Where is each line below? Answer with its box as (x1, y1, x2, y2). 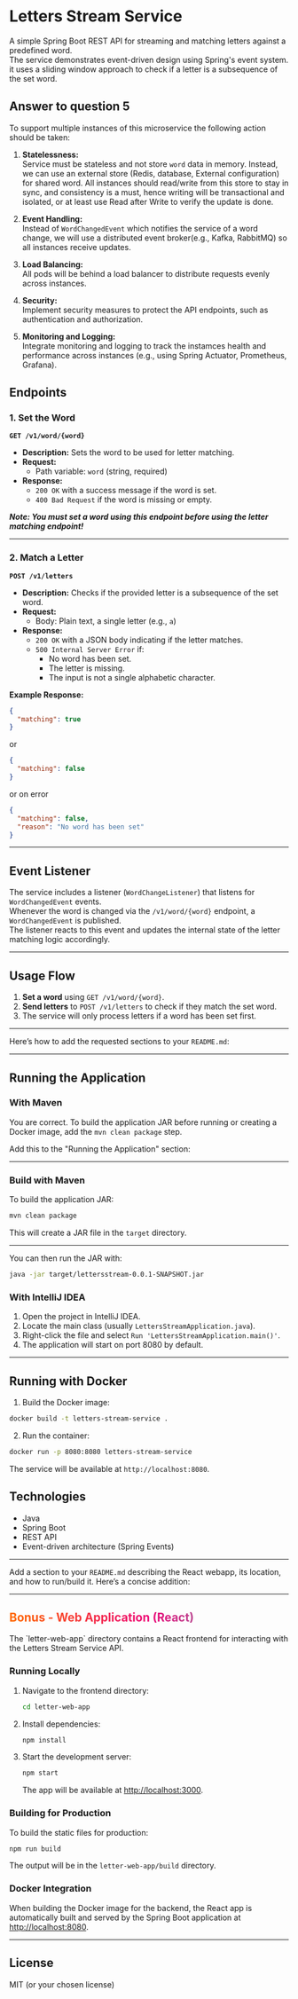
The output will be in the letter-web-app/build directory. (9, 1861, 216, 1871)
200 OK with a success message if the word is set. (35, 485, 217, 496)
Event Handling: (21, 213, 82, 224)
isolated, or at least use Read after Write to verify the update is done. (21, 196, 274, 207)
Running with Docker (9, 1373, 128, 1389)
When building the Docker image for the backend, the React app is (9, 1902, 253, 1913)
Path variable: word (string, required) (35, 466, 169, 476)
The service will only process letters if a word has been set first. (21, 1011, 257, 1021)
